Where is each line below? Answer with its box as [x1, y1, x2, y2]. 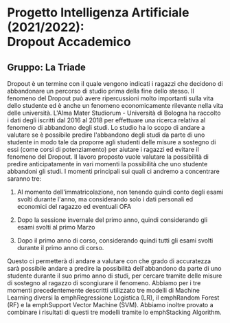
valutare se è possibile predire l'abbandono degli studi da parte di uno [7, 131, 205, 139]
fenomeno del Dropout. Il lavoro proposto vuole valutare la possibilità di [7, 153, 209, 161]
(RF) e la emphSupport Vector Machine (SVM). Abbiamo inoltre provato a [7, 301, 214, 309]
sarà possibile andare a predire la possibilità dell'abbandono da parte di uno [7, 265, 222, 272]
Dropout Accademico [7, 34, 132, 49]
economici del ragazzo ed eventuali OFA [16, 203, 132, 210]
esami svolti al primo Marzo [16, 223, 95, 231]
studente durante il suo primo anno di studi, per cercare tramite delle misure [7, 271, 222, 280]
